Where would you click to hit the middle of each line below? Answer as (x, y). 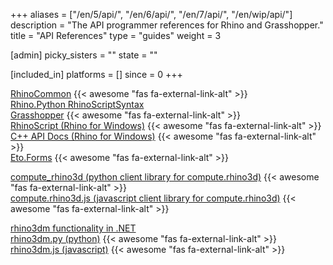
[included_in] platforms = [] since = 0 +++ (96, 74)
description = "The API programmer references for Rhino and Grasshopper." (167, 25)
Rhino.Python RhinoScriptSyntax (77, 104)
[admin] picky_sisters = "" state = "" (84, 55)
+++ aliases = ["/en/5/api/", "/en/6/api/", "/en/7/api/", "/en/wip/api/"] (151, 14)
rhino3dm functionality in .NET (73, 228)
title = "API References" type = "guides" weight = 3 (116, 35)
